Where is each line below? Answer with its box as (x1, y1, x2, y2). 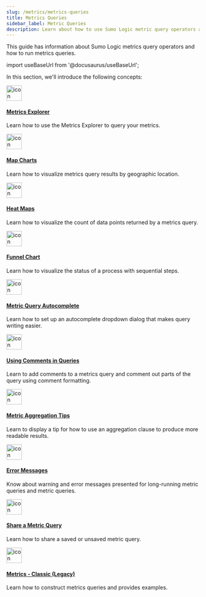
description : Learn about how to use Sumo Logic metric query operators (6, 26, 196, 33)
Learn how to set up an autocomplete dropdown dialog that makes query (6, 316, 191, 323)
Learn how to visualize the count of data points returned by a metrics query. (6, 219, 199, 226)
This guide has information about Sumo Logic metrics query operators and (6, 43, 195, 50)
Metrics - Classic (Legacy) (6, 570, 75, 577)
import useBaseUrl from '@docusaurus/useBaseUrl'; (6, 61, 139, 69)
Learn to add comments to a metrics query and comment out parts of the (6, 370, 191, 378)
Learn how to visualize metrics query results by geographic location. (6, 170, 180, 178)
